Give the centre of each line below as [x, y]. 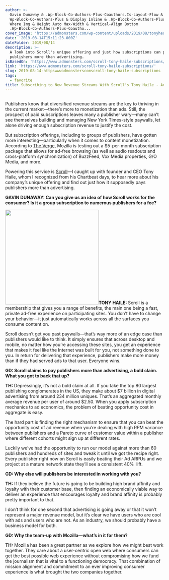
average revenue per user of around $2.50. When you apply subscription [81, 401]
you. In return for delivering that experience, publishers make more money [82, 355]
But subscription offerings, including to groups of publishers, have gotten [81, 135]
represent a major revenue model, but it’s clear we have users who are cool [83, 514]
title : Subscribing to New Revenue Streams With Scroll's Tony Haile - [82, 85]
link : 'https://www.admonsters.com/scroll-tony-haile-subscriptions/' [81, 66]
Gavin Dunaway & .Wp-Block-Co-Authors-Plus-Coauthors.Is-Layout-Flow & [87, 15]
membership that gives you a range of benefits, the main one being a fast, [82, 308]
